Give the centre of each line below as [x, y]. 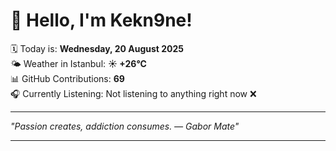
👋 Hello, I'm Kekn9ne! [101, 20]
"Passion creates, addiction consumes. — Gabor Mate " [125, 126]
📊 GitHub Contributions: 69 [67, 78]
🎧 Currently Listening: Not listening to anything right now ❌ [133, 93]
